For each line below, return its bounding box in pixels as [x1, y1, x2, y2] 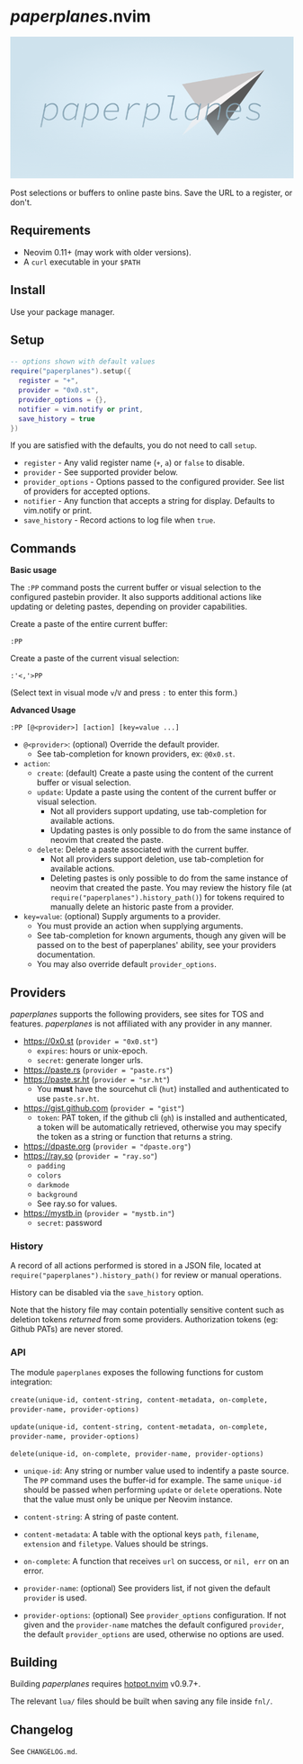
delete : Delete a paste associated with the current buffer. [36, 844, 249, 855]
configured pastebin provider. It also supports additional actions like [10, 592, 262, 603]
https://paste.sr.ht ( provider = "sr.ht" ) [22, 1074, 170, 1085]
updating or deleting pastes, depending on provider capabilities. [10, 601, 248, 613]
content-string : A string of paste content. [22, 1511, 179, 1522]
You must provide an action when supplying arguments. [36, 920, 244, 932]
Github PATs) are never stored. [10, 1324, 124, 1335]
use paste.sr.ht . [36, 1093, 100, 1104]
